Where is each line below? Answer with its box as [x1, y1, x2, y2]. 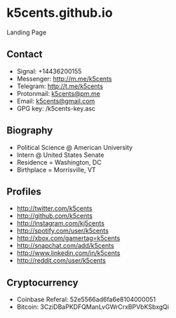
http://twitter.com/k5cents [16, 205, 93, 213]
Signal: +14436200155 [16, 67, 82, 75]
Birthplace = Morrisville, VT [16, 165, 96, 174]
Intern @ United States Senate [16, 151, 104, 159]
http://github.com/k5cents [16, 212, 93, 220]
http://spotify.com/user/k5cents [16, 226, 109, 235]
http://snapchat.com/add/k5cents [16, 242, 114, 250]
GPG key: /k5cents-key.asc [16, 104, 96, 113]
